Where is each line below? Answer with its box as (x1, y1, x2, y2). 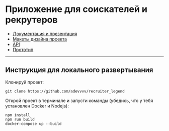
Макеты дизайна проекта (12, 36, 67, 42)
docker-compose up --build (5, 121, 62, 126)
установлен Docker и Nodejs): (5, 102, 69, 108)
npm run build (5, 116, 35, 122)
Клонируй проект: (5, 79, 44, 85)
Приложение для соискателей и (5, 3, 147, 15)
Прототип (12, 46, 34, 52)
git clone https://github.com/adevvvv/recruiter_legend (5, 88, 125, 93)
